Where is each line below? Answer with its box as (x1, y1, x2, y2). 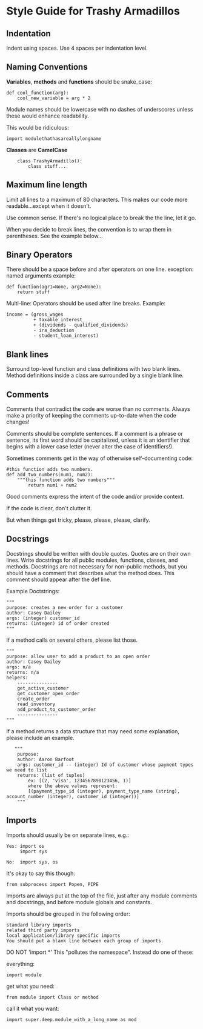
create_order (17, 696, 50, 702)
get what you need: (6, 982, 55, 990)
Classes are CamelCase (6, 146, 68, 153)
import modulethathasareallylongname (6, 135, 102, 142)
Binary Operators (6, 250, 73, 260)
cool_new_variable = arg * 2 (17, 95, 91, 101)
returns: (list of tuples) (17, 772, 85, 778)
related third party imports (6, 927, 80, 933)
